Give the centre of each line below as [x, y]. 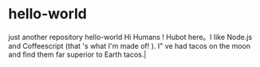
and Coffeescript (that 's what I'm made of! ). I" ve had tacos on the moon [130, 45]
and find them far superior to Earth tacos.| [77, 54]
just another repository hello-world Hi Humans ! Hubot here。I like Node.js [130, 37]
